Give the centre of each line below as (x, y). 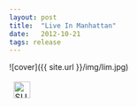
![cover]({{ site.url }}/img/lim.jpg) (69, 67)
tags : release (35, 42)
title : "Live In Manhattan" (63, 26)
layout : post (33, 17)
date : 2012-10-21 (45, 34)
